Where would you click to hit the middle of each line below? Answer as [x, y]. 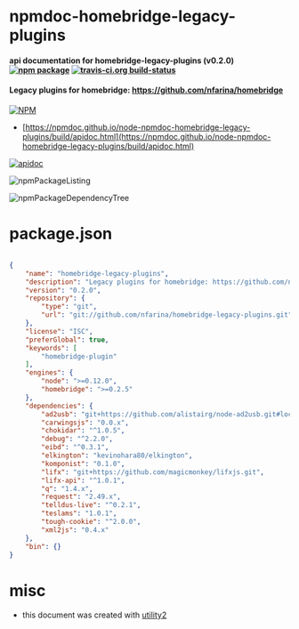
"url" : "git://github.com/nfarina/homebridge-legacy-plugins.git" [167, 315]
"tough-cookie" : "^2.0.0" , [91, 522]
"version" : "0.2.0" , [63, 290]
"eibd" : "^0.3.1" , [75, 448]
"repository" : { [56, 298]
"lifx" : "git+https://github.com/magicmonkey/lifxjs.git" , [153, 472]
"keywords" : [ [51, 348]
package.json [61, 234]
